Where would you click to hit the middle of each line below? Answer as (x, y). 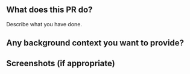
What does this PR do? (49, 10)
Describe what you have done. (44, 24)
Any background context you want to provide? (95, 43)
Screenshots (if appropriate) (61, 63)
